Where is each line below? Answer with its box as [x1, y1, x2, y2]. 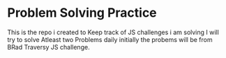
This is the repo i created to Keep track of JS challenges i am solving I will [7, 28, 220, 36]
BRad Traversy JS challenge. [7, 43, 90, 51]
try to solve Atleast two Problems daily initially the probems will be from [7, 35, 213, 43]
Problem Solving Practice [7, 5, 157, 21]
